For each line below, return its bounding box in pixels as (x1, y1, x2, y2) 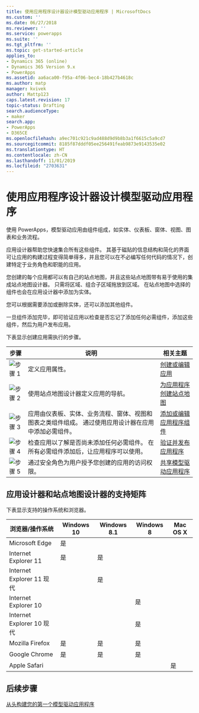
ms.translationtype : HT (6, 147, 65, 152)
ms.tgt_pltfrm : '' (6, 42, 52, 48)
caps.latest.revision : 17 (6, 97, 70, 103)
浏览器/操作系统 (9, 524, 54, 533)
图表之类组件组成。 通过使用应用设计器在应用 (27, 419, 154, 427)
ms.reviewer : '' (6, 25, 46, 31)
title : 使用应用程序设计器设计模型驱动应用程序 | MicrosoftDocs (6, 8, 151, 15)
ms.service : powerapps (6, 31, 62, 37)
